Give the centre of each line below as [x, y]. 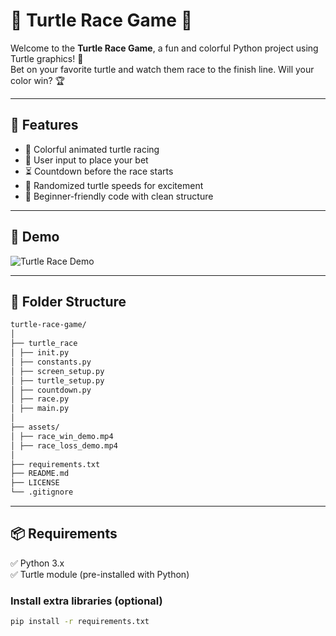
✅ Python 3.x [37, 563]
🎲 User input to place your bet [86, 160]
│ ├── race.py [40, 399]
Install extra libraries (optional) [86, 601]
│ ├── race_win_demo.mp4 [62, 436]
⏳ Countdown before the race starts [99, 171]
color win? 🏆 [38, 80]
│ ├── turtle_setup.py [57, 380]
